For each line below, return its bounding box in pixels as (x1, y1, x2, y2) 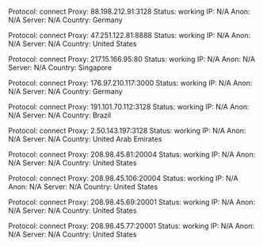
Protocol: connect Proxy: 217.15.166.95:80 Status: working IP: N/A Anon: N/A (8, 55, 256, 64)
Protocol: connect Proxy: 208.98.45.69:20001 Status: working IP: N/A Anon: (8, 198, 256, 206)
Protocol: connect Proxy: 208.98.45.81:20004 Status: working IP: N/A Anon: (8, 150, 256, 159)
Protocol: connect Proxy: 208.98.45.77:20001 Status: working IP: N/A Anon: (8, 222, 255, 230)
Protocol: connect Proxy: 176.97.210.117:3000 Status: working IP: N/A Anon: (8, 79, 253, 87)
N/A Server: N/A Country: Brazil (8, 110, 112, 120)
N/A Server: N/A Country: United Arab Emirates (8, 134, 162, 144)
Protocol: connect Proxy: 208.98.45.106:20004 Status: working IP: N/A (8, 174, 239, 183)
